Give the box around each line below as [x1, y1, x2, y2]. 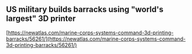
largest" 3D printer [6, 14, 76, 24]
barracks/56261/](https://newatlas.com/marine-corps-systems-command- [6, 35, 186, 42]
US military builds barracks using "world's [6, 5, 163, 15]
